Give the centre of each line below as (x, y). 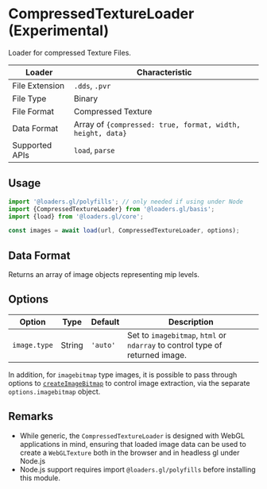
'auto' (103, 345)
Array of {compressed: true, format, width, (157, 124)
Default (105, 322)
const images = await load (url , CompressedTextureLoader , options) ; (124, 231)
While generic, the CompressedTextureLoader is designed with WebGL (132, 435)
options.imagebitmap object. (54, 391)
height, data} (100, 133)
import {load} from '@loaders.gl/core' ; (76, 216)
